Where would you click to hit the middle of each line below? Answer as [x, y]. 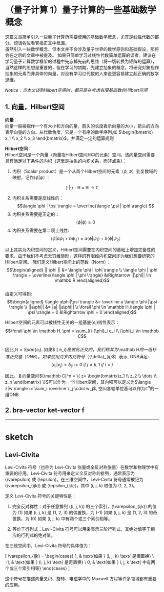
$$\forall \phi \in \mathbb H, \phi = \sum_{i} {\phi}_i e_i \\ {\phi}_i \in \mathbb [82, 331]
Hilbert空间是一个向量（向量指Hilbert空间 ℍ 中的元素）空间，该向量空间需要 [80, 154]
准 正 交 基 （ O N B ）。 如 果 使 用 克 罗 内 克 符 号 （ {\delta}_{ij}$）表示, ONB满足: [77, 357]
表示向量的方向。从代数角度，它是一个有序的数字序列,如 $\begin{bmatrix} [79, 132]
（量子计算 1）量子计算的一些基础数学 [81, 10]
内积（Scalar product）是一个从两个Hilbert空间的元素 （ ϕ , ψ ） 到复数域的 [85, 171]
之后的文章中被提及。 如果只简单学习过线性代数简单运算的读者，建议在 [85, 55]
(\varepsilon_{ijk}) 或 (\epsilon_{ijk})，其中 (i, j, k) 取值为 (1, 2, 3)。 [71, 486]
